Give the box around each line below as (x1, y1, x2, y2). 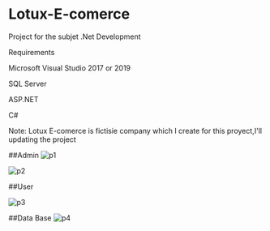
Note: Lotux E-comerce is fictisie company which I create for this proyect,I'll (8, 126, 262, 135)
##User (8, 182, 34, 191)
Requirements (8, 47, 55, 57)
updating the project (8, 135, 77, 144)
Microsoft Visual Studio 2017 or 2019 (8, 62, 131, 73)
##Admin (8, 150, 39, 160)
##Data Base (8, 212, 52, 223)
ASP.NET (8, 94, 39, 104)
